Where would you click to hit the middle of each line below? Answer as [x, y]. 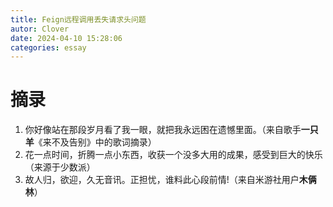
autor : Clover [40, 29]
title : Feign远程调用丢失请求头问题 [78, 19]
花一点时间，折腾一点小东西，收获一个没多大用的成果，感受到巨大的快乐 [173, 155]
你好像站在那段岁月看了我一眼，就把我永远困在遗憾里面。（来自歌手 [163, 130]
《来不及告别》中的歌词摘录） [95, 142]
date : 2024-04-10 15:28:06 [66, 38]
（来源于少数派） [60, 167]
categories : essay [48, 47]
